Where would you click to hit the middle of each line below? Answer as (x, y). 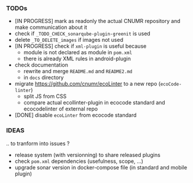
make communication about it (51, 27)
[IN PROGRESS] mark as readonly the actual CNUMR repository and (97, 21)
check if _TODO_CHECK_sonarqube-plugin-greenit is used (83, 34)
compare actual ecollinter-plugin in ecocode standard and (94, 103)
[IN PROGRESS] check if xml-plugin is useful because (81, 46)
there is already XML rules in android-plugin (77, 59)
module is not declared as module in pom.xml (78, 53)
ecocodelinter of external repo (61, 109)
